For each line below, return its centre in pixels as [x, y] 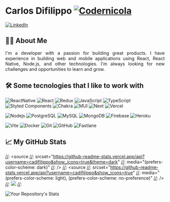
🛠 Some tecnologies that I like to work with [75, 86]
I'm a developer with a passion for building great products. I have [85, 53]
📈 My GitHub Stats [36, 142]
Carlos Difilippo [39, 11]
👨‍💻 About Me [26, 41]
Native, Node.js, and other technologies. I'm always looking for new [85, 64]
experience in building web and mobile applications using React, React [85, 58]
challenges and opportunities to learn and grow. [55, 69]
